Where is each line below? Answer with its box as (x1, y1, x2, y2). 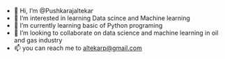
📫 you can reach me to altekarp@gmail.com (13, 44, 143, 52)
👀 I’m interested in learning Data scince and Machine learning (13, 14, 190, 22)
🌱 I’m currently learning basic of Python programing (13, 22, 163, 29)
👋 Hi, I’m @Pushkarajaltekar (13, 7, 94, 15)
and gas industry (13, 36, 63, 44)
